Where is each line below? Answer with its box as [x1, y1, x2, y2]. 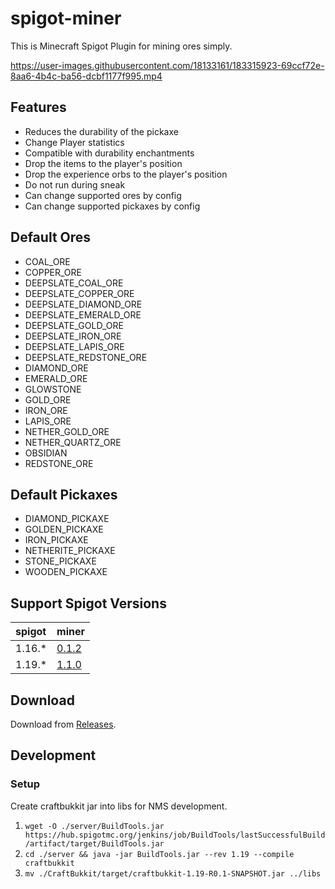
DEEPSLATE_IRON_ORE [24, 330, 122, 342]
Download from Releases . [10, 718, 117, 730]
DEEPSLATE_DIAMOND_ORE [24, 298, 143, 310]
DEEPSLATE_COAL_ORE [24, 277, 124, 289]
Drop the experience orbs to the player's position [24, 168, 228, 180]
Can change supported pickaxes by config [24, 200, 201, 212]
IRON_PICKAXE [24, 534, 89, 546]
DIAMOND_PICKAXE [24, 513, 110, 525]
